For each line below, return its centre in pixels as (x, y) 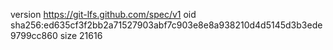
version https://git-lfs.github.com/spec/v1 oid (103, 14)
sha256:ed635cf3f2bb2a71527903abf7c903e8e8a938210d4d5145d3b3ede (166, 25)
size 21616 (81, 35)
